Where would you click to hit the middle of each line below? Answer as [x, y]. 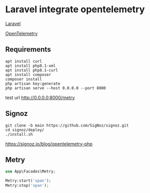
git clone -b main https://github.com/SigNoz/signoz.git [67, 125]
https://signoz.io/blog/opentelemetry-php [49, 143]
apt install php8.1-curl [32, 70]
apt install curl [24, 61]
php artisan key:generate [33, 83]
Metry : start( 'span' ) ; [28, 181]
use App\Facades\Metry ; [31, 172]
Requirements [28, 50]
